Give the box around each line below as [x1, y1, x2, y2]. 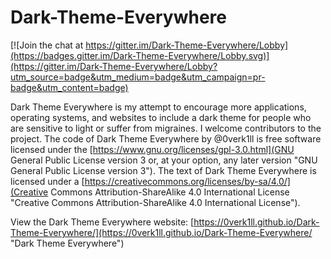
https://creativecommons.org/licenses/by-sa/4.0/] [84, 175, 291, 187]
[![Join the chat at [10, 39, 84, 51]
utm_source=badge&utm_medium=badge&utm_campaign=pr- [10, 71, 266, 83]
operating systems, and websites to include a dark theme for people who [10, 111, 312, 123]
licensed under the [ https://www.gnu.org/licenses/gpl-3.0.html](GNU [10, 143, 295, 155]
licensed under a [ [10, 175, 85, 187]
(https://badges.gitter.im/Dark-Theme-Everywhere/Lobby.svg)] [10, 49, 270, 61]
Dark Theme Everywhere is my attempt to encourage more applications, [10, 101, 307, 113]
